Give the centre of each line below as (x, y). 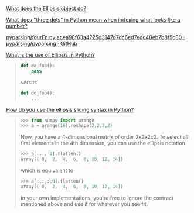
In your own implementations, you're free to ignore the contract (97, 198)
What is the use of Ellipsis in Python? (50, 55)
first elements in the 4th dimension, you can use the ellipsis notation (103, 143)
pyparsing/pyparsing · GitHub (42, 44)
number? (17, 26)
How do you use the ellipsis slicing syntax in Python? (70, 109)
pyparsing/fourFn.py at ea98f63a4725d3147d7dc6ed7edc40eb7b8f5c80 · (96, 37)
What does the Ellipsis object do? (46, 8)
